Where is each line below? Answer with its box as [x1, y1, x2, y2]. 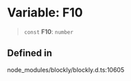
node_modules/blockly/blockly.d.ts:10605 [7, 65, 125, 73]
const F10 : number [23, 27, 74, 36]
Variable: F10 [7, 5, 84, 21]
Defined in [7, 47, 53, 59]
